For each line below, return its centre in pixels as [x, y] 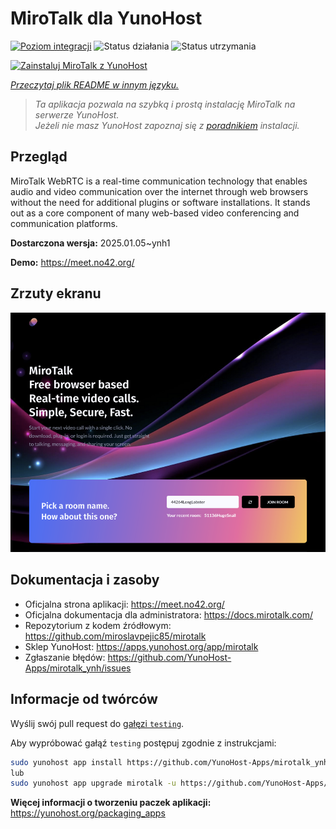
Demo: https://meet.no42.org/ [72, 262]
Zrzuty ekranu [56, 293]
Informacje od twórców [84, 699]
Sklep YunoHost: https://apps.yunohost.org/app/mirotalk [141, 646]
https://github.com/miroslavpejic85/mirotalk [115, 636]
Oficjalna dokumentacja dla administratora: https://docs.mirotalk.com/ [168, 614]
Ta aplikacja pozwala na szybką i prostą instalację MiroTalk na [165, 104]
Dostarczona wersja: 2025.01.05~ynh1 [90, 243]
